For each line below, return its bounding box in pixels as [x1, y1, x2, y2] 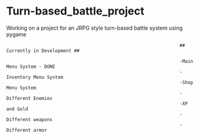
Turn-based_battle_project [6, 4, 145, 18]
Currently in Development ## [6, 47, 80, 54]
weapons [33, 116, 53, 122]
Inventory [6, 74, 31, 80]
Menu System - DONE [6, 64, 56, 70]
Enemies [33, 95, 53, 101]
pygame [6, 30, 27, 38]
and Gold [6, 106, 28, 112]
